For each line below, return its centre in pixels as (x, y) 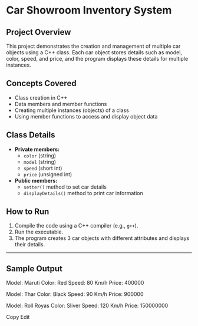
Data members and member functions (61, 104)
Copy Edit (18, 317)
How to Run (28, 212)
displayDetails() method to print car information (83, 193)
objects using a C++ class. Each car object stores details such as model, (94, 52)
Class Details (31, 135)
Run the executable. (39, 232)
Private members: (37, 149)
